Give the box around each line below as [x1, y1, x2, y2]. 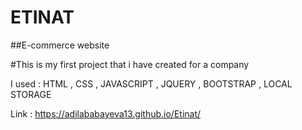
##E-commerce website [10, 39, 110, 51]
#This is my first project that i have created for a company [10, 58, 250, 70]
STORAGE [10, 88, 52, 100]
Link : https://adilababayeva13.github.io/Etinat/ [10, 107, 202, 120]
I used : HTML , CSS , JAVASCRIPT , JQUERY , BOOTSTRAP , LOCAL [10, 77, 293, 90]
